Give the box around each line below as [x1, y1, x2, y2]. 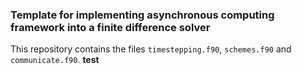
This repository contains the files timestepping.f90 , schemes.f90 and [10, 43, 292, 55]
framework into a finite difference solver [10, 20, 211, 34]
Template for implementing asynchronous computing [10, 8, 275, 22]
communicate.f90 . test [10, 54, 100, 66]
